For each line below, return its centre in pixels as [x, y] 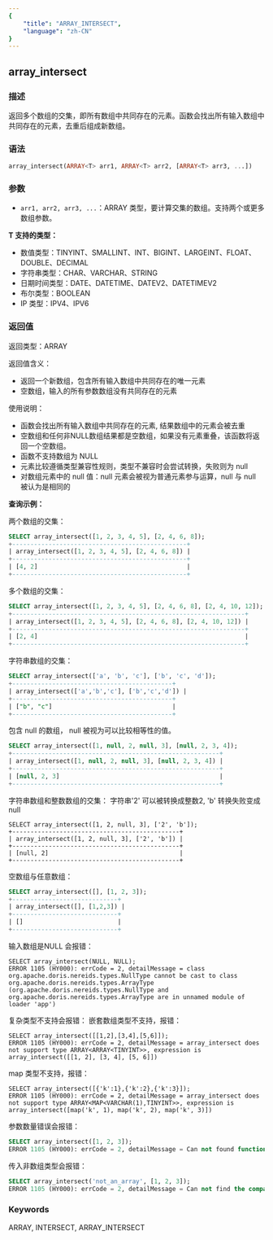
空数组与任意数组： [41, 876]
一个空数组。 [49, 445]
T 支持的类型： [33, 235]
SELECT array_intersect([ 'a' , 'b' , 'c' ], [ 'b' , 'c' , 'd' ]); [113, 677]
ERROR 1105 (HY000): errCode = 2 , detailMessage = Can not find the [127, 1189]
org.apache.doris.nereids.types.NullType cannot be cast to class [123, 975]
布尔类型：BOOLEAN [55, 293]
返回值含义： [30, 363]
